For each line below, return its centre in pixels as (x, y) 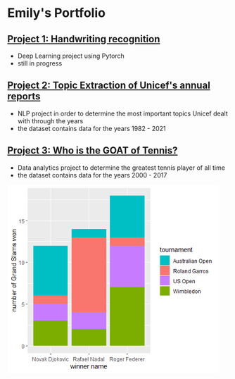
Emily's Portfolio (56, 13)
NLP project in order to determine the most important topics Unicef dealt (123, 113)
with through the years (50, 120)
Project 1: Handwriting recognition (84, 39)
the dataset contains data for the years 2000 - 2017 (92, 175)
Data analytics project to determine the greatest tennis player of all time (121, 168)
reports (24, 97)
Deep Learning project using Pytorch (71, 56)
